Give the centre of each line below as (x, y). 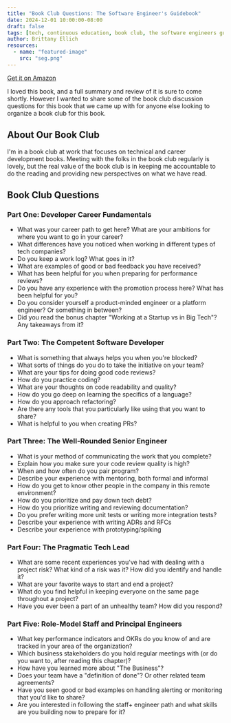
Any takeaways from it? (50, 325)
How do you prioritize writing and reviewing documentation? (102, 507)
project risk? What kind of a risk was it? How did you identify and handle (119, 569)
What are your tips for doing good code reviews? (86, 372)
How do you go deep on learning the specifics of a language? (104, 394)
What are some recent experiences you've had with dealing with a (111, 563)
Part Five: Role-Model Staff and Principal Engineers (95, 624)
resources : (23, 45)
